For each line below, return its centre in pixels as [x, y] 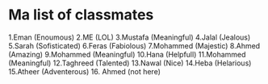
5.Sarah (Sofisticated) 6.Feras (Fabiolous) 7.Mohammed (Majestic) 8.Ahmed [134, 45]
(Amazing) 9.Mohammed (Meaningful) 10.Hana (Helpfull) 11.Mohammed [127, 54]
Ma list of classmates [81, 15]
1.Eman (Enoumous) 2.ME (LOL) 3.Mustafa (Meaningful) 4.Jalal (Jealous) [130, 37]
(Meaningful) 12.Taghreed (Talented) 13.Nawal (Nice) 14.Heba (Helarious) [130, 63]
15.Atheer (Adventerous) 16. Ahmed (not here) [85, 71]
